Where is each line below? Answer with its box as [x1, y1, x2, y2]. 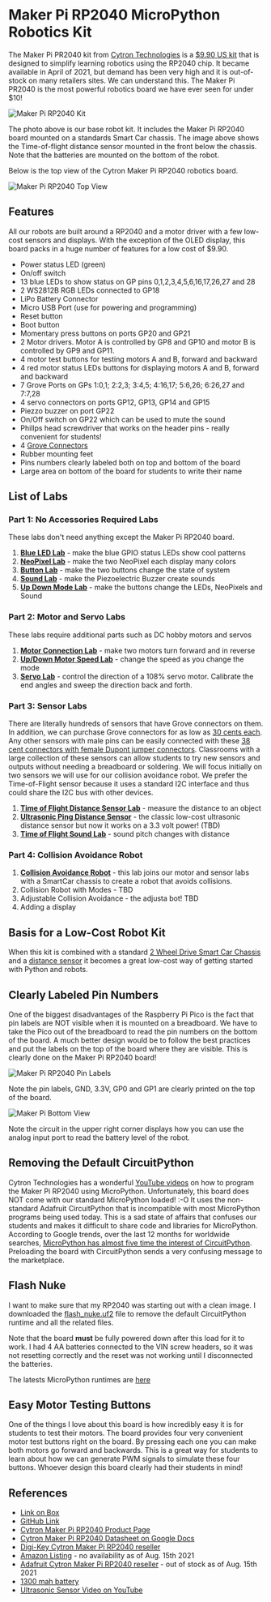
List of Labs [8, 490, 69, 503]
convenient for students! [19, 431, 103, 441]
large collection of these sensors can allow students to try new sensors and [8, 753, 260, 763]
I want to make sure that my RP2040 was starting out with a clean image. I [8, 1300, 256, 1310]
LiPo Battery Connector [19, 293, 99, 303]
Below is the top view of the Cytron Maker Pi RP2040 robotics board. [8, 165, 239, 175]
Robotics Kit [8, 23, 92, 41]
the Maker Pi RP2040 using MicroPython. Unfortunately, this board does [8, 1186, 249, 1196]
